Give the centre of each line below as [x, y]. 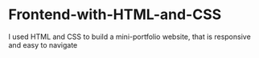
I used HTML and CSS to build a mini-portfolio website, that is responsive [129, 37]
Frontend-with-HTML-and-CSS [115, 15]
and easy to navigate [43, 44]
